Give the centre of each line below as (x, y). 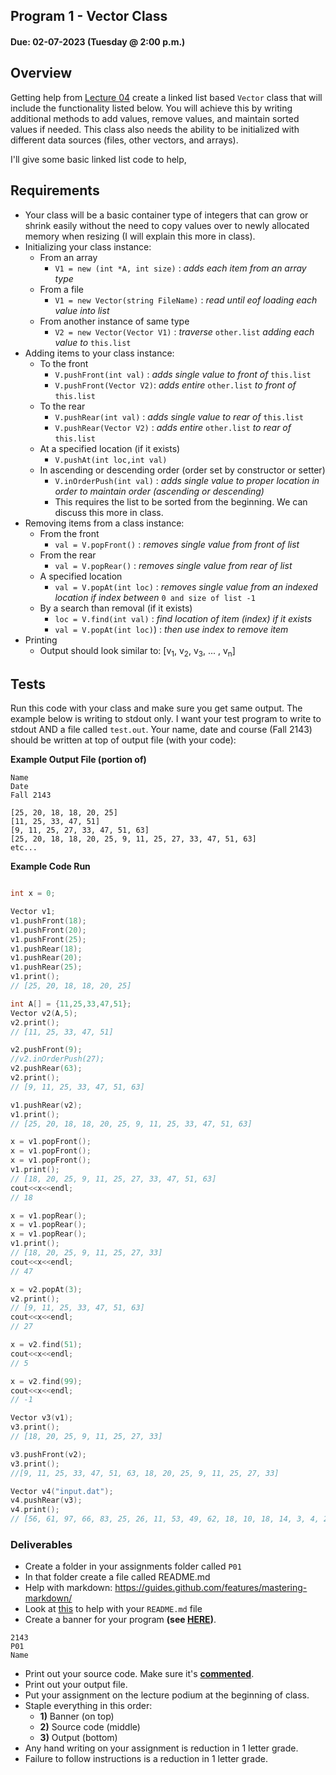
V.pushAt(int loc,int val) (111, 460)
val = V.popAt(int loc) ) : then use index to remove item (171, 629)
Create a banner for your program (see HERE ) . (120, 1620)
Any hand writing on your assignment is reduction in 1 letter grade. (161, 1748)
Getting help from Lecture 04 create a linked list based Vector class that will (166, 97)
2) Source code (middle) (90, 1727)
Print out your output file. (76, 1685)
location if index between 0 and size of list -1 (155, 597)
